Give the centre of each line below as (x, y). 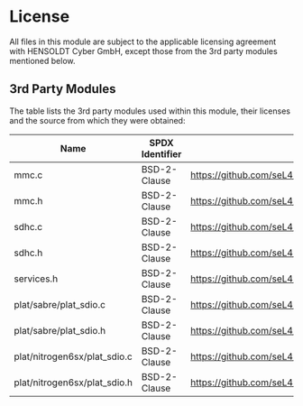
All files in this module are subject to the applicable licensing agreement (143, 42)
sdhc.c (28, 226)
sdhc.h (28, 253)
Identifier (161, 153)
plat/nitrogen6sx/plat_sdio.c (73, 356)
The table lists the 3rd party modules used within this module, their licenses (150, 111)
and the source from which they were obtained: (97, 120)
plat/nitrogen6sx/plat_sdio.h (73, 383)
